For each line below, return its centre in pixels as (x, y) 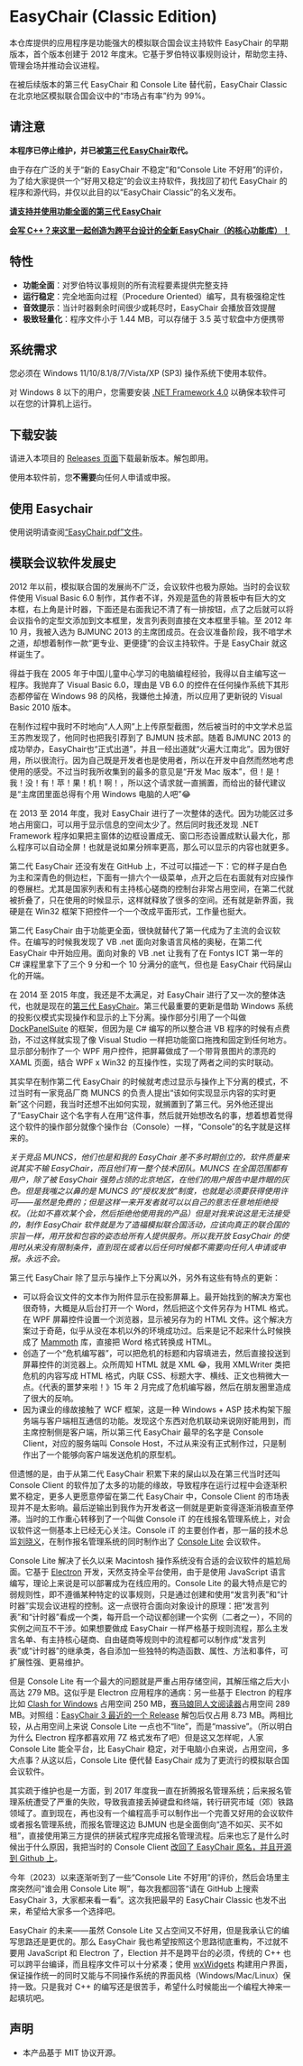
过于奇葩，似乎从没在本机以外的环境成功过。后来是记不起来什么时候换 (161, 1330)
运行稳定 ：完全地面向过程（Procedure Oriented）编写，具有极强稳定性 (154, 296)
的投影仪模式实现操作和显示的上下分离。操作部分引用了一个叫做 (128, 1017)
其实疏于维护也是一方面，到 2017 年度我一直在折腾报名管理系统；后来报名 (147, 1790)
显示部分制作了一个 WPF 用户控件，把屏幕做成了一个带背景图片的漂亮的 (143, 1051)
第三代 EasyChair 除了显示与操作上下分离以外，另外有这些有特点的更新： (145, 1277)
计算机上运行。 (68, 404)
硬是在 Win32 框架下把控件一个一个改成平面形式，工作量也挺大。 (130, 911)
